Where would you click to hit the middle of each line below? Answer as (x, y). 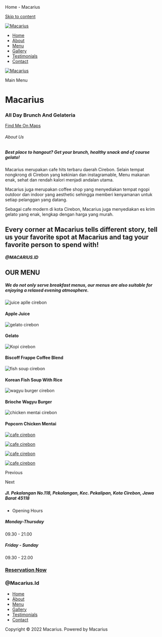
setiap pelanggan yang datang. (36, 200)
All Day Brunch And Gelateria (40, 115)
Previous (14, 472)
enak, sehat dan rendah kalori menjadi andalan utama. (59, 180)
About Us (15, 137)
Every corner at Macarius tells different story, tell (81, 229)
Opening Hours (27, 510)
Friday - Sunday (22, 545)
